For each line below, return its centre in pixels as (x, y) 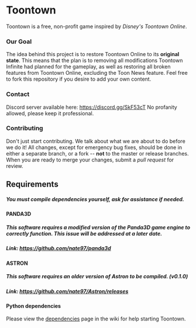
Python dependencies (34, 306)
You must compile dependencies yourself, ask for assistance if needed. (95, 199)
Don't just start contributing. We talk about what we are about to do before (96, 141)
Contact (18, 94)
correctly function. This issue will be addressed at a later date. (84, 233)
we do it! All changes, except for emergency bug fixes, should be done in (94, 147)
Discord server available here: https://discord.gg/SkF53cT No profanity (92, 107)
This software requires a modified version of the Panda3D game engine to (98, 227)
